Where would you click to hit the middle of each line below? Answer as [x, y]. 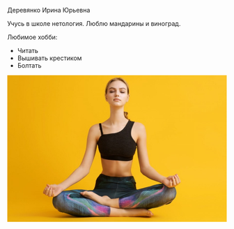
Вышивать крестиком [49, 58]
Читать [28, 51]
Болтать [29, 65]
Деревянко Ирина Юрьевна [49, 10]
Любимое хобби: [32, 37]
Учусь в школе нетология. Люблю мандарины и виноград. [94, 23]
